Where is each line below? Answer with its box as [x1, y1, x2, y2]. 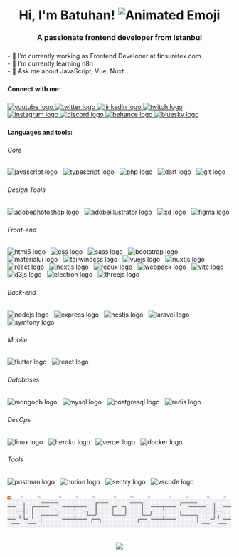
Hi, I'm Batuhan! [18, 7, 115, 24]
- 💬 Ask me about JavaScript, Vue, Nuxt [7, 67, 124, 76]
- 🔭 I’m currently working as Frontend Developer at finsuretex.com [7, 52, 201, 61]
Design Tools [7, 185, 46, 194]
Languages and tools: [7, 128, 73, 136]
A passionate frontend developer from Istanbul [36, 33, 203, 43]
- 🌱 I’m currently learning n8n [7, 59, 94, 68]
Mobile [7, 335, 28, 344]
